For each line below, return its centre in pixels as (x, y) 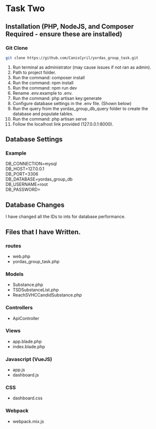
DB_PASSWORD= (23, 190)
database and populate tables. (43, 114)
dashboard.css (27, 398)
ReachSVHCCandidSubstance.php (47, 295)
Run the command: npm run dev (45, 88)
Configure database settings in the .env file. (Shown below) (72, 103)
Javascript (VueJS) (29, 359)
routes (13, 246)
